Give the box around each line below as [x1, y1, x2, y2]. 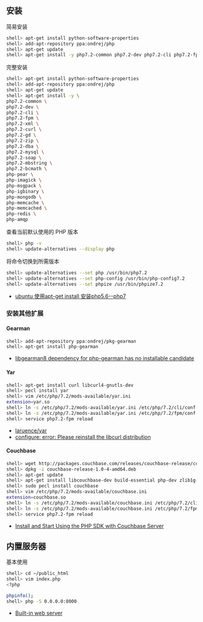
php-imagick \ [6, 177, 42, 184]
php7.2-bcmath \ [6, 166, 47, 172]
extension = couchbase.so [6, 494, 66, 501]
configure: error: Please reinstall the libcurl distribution [14, 433, 151, 440]
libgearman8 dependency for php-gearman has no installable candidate [14, 355, 195, 362]
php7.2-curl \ [6, 127, 42, 133]
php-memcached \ [6, 205, 47, 211]
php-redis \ [6, 211, 36, 217]
